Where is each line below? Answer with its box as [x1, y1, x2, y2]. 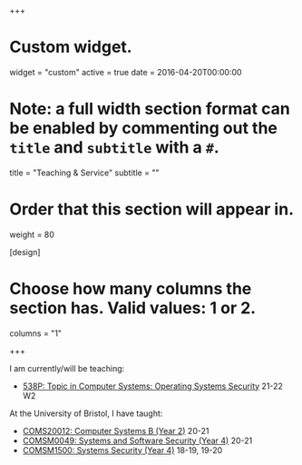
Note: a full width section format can [9, 99, 290, 119]
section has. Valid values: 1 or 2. [9, 298, 257, 318]
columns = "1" [9, 328, 62, 339]
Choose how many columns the [9, 279, 252, 299]
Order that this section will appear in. [9, 199, 295, 220]
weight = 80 [9, 229, 54, 240]
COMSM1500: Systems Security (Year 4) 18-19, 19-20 [22, 444, 223, 455]
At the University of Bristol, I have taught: [9, 408, 163, 419]
